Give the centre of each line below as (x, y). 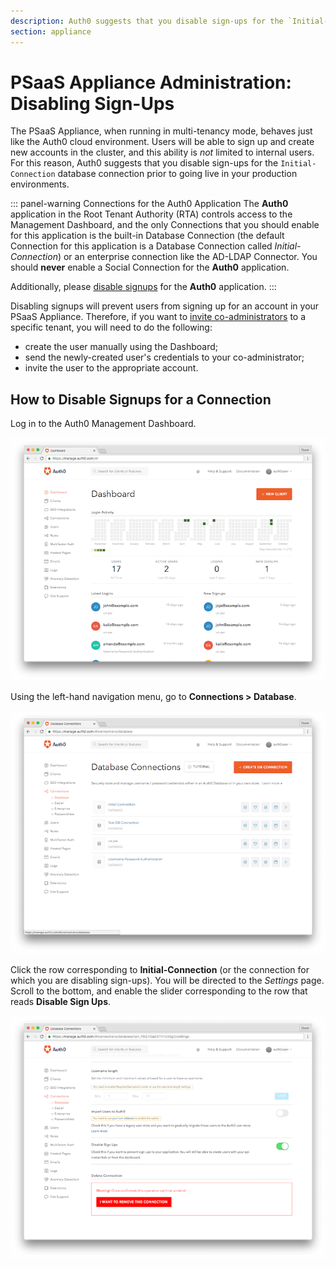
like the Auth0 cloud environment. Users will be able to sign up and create (162, 142)
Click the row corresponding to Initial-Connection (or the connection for (160, 970)
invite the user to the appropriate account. (111, 368)
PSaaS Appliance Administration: (151, 82)
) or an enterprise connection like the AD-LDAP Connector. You (187, 257)
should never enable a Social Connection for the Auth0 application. (150, 267)
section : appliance (51, 31)
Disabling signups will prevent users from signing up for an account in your (165, 306)
